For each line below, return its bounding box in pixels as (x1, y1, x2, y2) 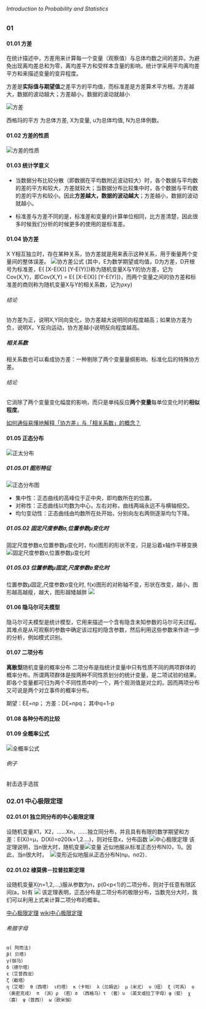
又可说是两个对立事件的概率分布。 (6, 687, 93, 694)
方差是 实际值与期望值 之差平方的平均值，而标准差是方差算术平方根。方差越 (6, 83, 194, 90)
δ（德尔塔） (6, 964, 32, 971)
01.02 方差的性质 (6, 132, 50, 139)
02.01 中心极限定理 (6, 797, 63, 805)
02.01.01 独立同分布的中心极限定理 (6, 813, 95, 821)
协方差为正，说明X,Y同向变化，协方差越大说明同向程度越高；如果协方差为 (6, 316, 193, 324)
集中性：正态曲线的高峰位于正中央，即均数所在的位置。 (15, 494, 155, 501)
